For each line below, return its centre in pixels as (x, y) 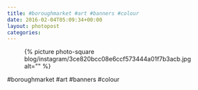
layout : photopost (33, 26)
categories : (24, 32)
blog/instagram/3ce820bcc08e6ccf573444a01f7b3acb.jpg (108, 59)
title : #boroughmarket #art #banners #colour (73, 13)
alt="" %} (38, 66)
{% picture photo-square (59, 52)
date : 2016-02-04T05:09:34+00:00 (55, 20)
